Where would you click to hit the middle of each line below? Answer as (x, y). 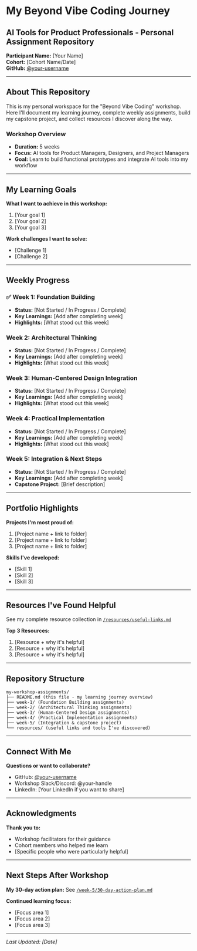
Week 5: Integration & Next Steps (54, 459)
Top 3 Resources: (28, 631)
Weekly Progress (38, 280)
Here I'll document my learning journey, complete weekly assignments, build (98, 112)
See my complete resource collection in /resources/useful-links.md (89, 619)
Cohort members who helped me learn (61, 845)
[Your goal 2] (30, 221)
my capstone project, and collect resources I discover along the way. (89, 119)
